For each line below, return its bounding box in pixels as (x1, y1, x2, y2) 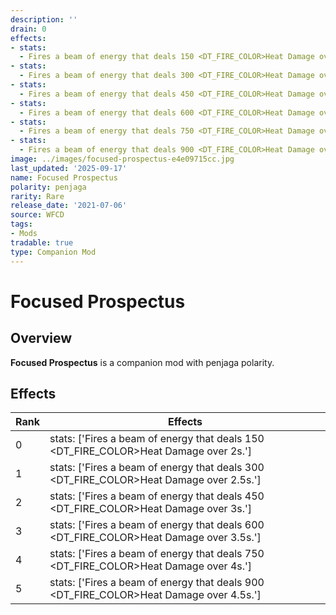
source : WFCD (10, 210, 65, 220)
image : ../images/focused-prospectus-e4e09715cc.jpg (10, 154, 235, 164)
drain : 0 (10, 24, 47, 34)
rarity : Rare (10, 191, 65, 201)
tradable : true (10, 237, 74, 248)
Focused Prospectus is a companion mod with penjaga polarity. (10, 356, 275, 368)
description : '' (10, 14, 78, 25)
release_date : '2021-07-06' (10, 201, 128, 211)
